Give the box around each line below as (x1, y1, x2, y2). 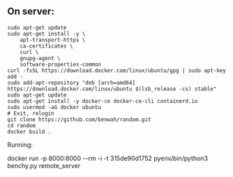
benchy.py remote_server (7, 161, 81, 170)
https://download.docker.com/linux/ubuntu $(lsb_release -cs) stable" (7, 85, 217, 92)
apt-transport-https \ (20, 36, 86, 43)
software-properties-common (20, 61, 101, 68)
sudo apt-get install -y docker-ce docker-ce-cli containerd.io (7, 97, 198, 104)
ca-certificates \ (20, 42, 73, 50)
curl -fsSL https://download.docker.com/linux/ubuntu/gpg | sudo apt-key (7, 66, 227, 74)
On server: (7, 6, 54, 17)
